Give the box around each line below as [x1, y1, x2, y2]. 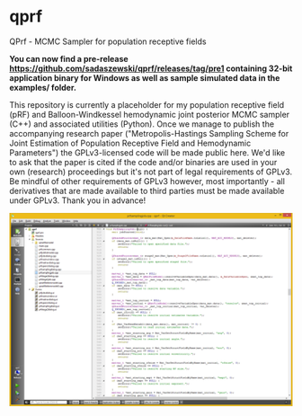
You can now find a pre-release [9, 53, 129, 64]
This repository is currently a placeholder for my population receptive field [9, 99, 285, 110]
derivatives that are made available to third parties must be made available [9, 185, 285, 196]
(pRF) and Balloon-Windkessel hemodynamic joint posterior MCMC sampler [9, 109, 290, 119]
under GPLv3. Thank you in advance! [9, 195, 147, 206]
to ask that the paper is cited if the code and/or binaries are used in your [9, 156, 278, 167]
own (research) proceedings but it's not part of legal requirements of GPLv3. [9, 166, 293, 177]
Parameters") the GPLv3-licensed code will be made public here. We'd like [9, 146, 286, 158]
